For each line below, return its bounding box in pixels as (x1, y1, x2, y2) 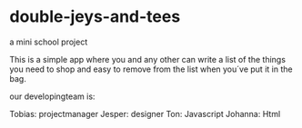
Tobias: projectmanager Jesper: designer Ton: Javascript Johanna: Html (9, 108, 281, 119)
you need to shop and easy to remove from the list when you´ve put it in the (9, 64, 293, 74)
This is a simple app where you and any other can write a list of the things (9, 54, 287, 64)
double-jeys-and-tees (9, 6, 181, 27)
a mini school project (9, 36, 88, 47)
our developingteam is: (9, 91, 96, 102)
